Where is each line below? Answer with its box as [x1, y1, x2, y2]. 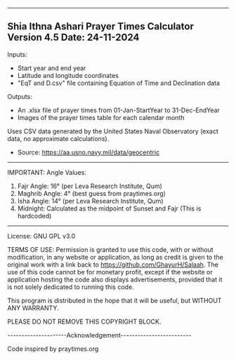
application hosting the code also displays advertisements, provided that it [7, 275, 223, 284]
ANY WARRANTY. [7, 303, 59, 312]
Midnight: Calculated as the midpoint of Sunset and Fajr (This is [17, 204, 202, 213]
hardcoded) [17, 211, 52, 220]
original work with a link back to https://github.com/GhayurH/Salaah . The [7, 260, 219, 269]
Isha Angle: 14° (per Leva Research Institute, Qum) [17, 196, 164, 205]
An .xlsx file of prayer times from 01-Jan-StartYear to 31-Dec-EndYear [17, 106, 220, 114]
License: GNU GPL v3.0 [7, 232, 76, 240]
